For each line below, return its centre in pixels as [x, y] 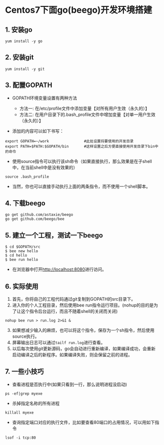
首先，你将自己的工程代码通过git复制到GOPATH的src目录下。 [74, 299]
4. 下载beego [25, 203]
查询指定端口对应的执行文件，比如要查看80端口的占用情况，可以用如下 [83, 422]
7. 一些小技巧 [24, 372]
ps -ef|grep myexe [24, 394]
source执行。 [26, 336]
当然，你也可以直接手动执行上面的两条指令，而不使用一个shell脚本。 [81, 186]
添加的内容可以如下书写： [38, 131]
